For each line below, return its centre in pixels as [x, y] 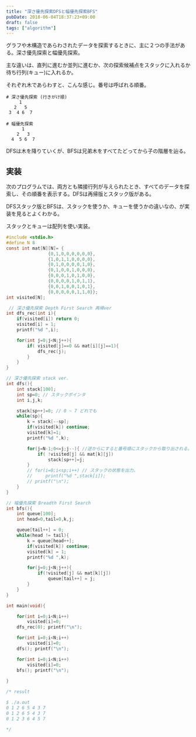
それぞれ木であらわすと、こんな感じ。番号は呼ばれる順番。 [78, 85]
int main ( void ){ [26, 605]
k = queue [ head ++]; [51, 541]
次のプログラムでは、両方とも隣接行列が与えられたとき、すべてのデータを [95, 187]
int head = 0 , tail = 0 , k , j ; [46, 519]
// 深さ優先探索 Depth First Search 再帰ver [60, 308]
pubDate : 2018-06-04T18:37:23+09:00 [51, 17]
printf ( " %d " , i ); [38, 330]
